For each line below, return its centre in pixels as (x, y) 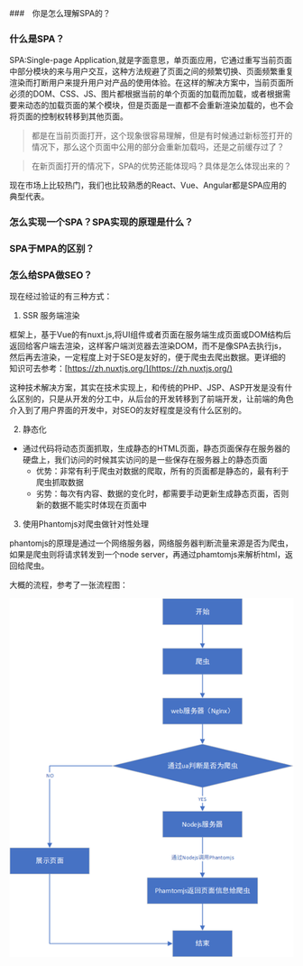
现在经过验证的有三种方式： (61, 297)
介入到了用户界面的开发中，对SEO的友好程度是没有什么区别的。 (128, 410)
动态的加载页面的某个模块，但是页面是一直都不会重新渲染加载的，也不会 (159, 106)
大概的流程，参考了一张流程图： (69, 585)
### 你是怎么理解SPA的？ (60, 13)
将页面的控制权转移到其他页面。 (69, 116)
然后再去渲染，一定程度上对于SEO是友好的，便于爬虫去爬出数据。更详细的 (148, 357)
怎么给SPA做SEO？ (51, 275)
